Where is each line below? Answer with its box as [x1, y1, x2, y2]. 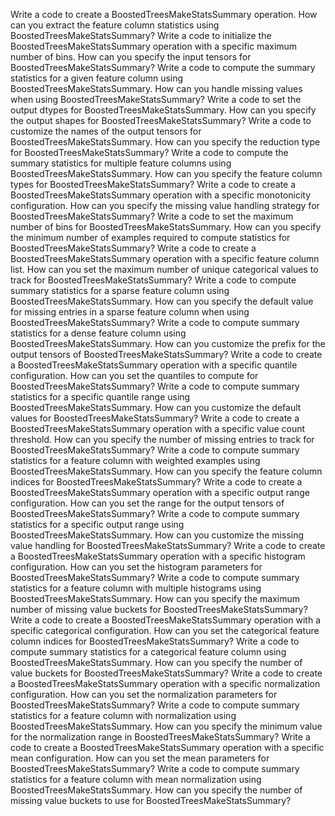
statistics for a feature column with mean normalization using [10, 774, 262, 785]
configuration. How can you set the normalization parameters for [10, 689, 278, 700]
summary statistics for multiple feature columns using [10, 157, 232, 169]
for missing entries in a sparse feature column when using [10, 306, 250, 318]
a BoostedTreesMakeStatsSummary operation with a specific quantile [10, 359, 298, 371]
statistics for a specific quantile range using [10, 391, 191, 403]
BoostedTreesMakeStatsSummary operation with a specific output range [10, 487, 310, 498]
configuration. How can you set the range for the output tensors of [10, 497, 285, 509]
